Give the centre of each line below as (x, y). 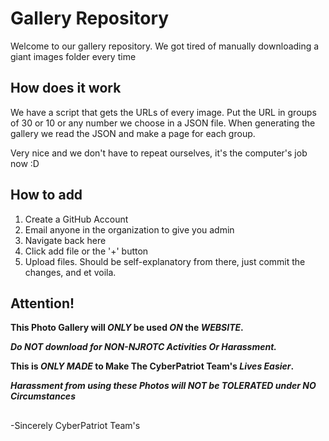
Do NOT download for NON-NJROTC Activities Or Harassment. (144, 347)
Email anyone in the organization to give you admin (129, 229)
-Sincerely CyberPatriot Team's (75, 425)
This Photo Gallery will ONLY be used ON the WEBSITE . (127, 328)
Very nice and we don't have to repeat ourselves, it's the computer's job (159, 153)
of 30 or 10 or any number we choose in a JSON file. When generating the (163, 123)
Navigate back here (65, 240)
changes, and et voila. (70, 272)
